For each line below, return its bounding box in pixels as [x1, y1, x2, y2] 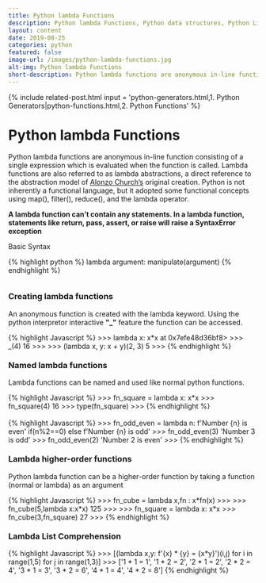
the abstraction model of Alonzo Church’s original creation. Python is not [8, 178, 245, 187]
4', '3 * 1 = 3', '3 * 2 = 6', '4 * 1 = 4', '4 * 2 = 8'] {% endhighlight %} [8, 565, 230, 575]
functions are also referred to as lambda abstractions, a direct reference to [8, 169, 252, 178]
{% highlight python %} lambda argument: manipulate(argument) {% [8, 257, 232, 267]
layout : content [8, 26, 62, 34]
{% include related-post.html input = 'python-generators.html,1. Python [8, 92, 240, 102]
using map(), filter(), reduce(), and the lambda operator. [8, 194, 189, 204]
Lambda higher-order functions [8, 454, 132, 465]
